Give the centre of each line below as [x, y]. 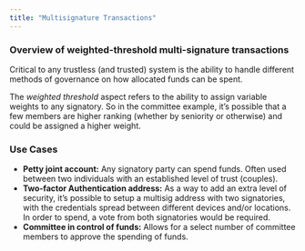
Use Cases [34, 149]
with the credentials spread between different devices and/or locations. [157, 208]
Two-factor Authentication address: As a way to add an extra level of [155, 188]
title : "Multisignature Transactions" [83, 18]
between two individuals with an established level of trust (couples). [150, 179]
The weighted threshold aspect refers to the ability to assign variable [138, 96]
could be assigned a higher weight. [75, 125]
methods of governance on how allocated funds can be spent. [126, 79]
